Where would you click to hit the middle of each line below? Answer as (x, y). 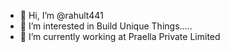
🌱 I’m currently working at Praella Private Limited (120, 36)
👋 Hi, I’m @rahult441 (61, 15)
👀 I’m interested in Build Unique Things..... (106, 26)
